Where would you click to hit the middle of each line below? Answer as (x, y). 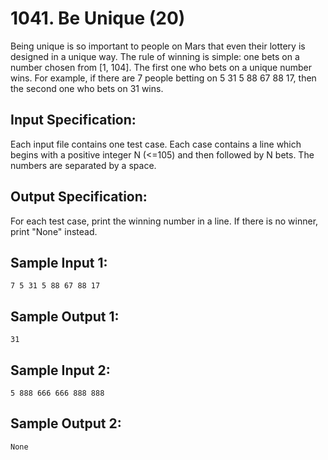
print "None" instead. (54, 231)
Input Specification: (73, 120)
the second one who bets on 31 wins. (87, 88)
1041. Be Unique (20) (98, 18)
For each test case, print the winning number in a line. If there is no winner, (164, 221)
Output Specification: (79, 197)
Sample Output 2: (66, 423)
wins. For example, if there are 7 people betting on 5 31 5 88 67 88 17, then (163, 78)
